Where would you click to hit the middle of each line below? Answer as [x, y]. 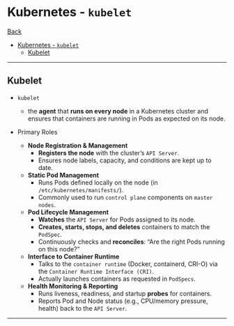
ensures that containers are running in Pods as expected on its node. [126, 118]
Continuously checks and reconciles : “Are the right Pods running [131, 242]
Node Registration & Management [78, 145]
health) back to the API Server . [83, 308]
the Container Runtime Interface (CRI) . [96, 271]
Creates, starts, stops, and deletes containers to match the [124, 226]
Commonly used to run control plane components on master [126, 197]
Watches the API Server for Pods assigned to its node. [117, 219]
